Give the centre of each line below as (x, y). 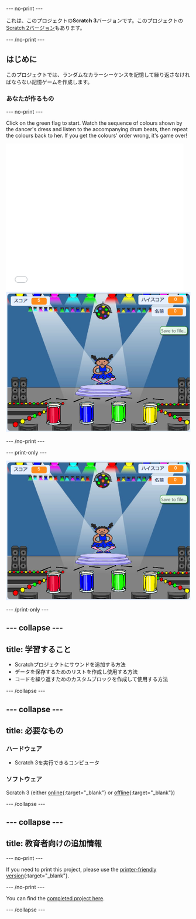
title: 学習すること (39, 649)
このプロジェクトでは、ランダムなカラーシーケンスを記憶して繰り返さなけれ (98, 74)
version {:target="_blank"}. (38, 876)
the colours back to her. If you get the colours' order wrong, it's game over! (97, 136)
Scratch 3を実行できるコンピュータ (57, 763)
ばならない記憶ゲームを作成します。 (49, 82)
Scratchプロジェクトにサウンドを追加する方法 (70, 665)
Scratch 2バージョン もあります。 (46, 28)
